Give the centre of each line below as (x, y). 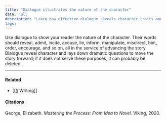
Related (13, 80)
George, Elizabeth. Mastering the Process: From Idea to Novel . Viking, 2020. (83, 113)
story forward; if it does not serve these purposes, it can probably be (75, 59)
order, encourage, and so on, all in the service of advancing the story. (76, 48)
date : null (16, 14)
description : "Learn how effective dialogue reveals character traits (79, 19)
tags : (11, 23)
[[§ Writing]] (25, 91)
